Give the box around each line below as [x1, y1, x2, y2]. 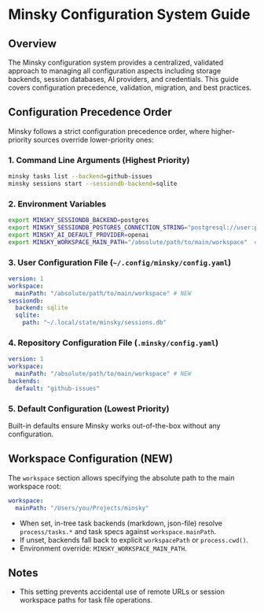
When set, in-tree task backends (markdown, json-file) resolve [19, 518, 222, 528]
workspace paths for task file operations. [19, 595, 153, 605]
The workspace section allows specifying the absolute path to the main [8, 473, 235, 482]
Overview [8, 37, 57, 50]
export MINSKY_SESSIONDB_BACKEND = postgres [8, 217, 149, 224]
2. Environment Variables [8, 198, 107, 210]
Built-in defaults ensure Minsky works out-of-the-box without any [8, 421, 221, 431]
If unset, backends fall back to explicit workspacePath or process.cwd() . [19, 535, 249, 544]
